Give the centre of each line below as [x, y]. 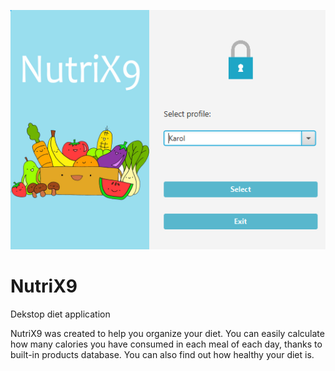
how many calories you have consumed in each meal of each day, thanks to [166, 344]
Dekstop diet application [60, 314]
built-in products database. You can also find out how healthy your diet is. [162, 354]
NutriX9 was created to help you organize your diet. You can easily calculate [167, 333]
